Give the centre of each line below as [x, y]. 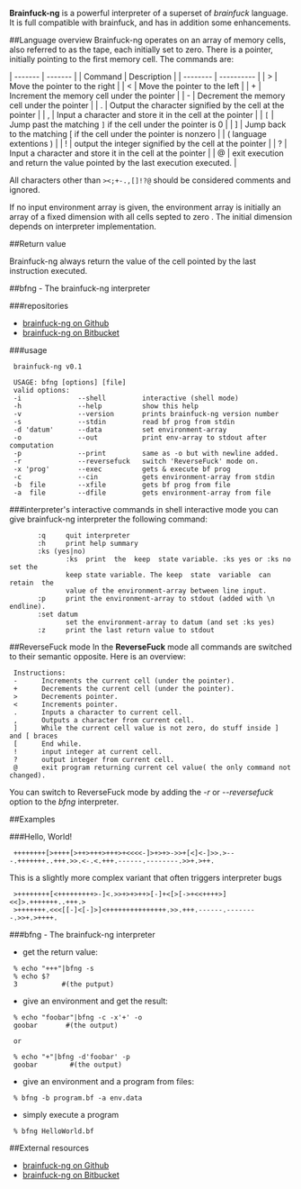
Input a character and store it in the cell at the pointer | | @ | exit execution [147, 153]
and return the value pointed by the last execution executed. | [123, 163]
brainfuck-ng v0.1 [48, 367]
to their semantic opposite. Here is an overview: [98, 656]
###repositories [39, 306]
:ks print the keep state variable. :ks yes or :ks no [179, 559]
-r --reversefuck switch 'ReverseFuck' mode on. [136, 461]
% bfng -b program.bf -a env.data [78, 1098]
